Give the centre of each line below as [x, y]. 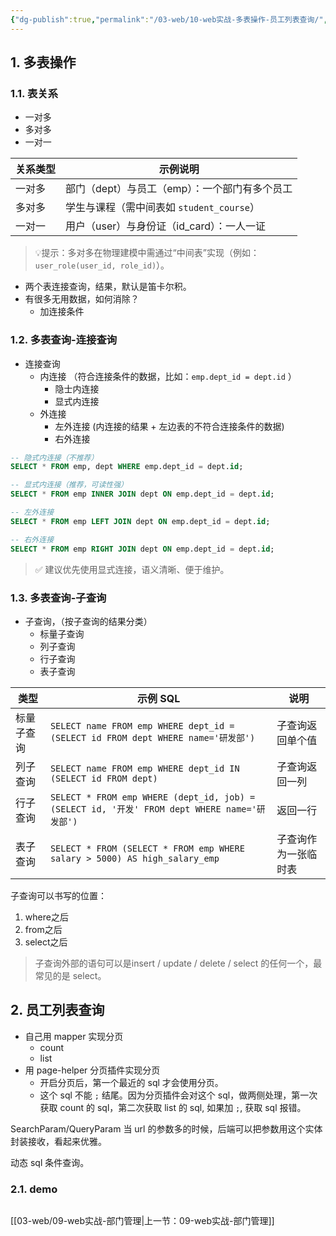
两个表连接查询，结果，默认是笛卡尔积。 [108, 287]
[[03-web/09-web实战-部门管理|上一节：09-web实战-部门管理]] [142, 1221]
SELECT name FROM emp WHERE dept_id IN [144, 768]
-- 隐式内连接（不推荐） [54, 457]
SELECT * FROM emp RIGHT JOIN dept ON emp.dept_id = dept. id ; [142, 549]
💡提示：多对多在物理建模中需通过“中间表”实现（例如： [147, 253]
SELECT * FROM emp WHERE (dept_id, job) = [152, 797]
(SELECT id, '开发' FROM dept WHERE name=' [153, 809]
